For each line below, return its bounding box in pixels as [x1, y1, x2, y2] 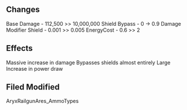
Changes [6, 5, 40, 15]
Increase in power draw [6, 65, 63, 72]
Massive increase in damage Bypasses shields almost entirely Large [6, 59, 171, 66]
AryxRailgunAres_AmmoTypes [6, 98, 79, 105]
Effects [6, 43, 33, 53]
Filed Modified [6, 82, 60, 92]
